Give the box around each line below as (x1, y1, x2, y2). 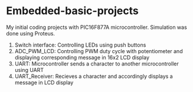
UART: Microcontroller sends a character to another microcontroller (14, 60, 179, 67)
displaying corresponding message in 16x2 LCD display (14, 54, 149, 61)
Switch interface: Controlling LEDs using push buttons (14, 41, 146, 48)
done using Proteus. (6, 29, 55, 37)
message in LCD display (14, 78, 74, 86)
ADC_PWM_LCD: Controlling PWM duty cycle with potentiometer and (14, 47, 183, 54)
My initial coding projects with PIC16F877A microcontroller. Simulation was (6, 24, 187, 31)
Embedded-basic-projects (6, 4, 139, 18)
